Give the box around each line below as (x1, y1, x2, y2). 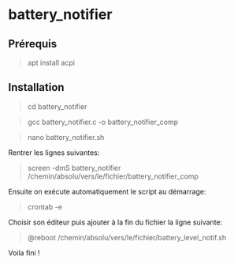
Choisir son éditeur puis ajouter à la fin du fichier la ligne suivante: (8, 217, 223, 227)
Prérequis (8, 37, 58, 51)
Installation (8, 81, 65, 94)
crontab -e (27, 202, 63, 211)
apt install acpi (27, 58, 75, 67)
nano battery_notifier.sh (27, 132, 105, 141)
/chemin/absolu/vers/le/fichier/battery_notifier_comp (27, 172, 199, 181)
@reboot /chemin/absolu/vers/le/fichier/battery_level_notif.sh (27, 232, 227, 242)
